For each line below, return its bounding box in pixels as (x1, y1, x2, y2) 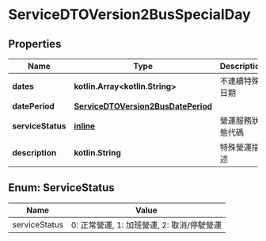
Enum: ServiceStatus (8, 181, 115, 195)
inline (74, 120, 96, 132)
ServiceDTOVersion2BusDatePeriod (74, 101, 212, 112)
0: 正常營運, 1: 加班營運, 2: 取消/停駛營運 (70, 220, 222, 231)
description (12, 147, 57, 158)
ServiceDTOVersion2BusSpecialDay (8, 6, 251, 24)
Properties (8, 37, 62, 51)
